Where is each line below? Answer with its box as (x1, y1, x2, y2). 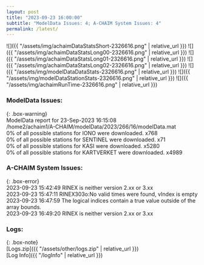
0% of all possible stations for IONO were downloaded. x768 (6, 129, 158, 136)
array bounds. (6, 203, 41, 210)
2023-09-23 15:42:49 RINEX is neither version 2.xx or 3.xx (6, 184, 154, 191)
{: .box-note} (6, 239, 38, 246)
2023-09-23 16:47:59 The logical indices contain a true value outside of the (6, 196, 196, 204)
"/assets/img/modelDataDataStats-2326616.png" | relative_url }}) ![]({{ (14, 68, 190, 76)
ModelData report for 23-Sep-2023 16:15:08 (6, 116, 117, 124)
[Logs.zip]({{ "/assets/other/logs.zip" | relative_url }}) (6, 245, 139, 252)
